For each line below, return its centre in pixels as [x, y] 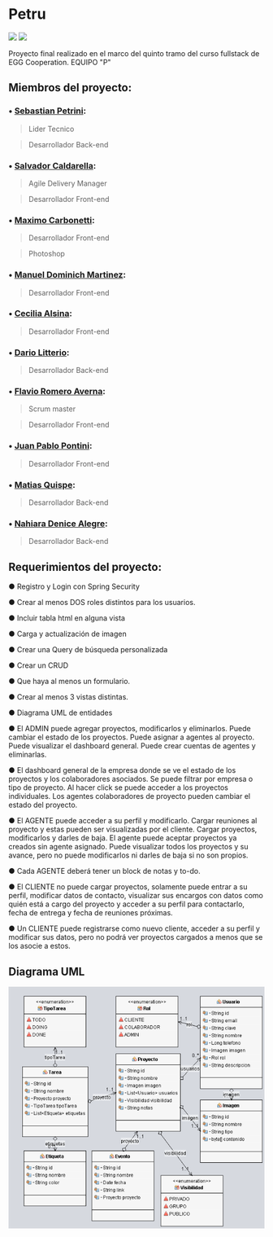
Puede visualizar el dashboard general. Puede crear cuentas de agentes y [132, 746]
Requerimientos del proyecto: [85, 567]
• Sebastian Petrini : [48, 111]
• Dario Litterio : [39, 353]
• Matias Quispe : [42, 485]
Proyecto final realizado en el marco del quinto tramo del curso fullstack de [134, 53]
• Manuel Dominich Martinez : [67, 275]
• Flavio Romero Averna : [57, 392]
